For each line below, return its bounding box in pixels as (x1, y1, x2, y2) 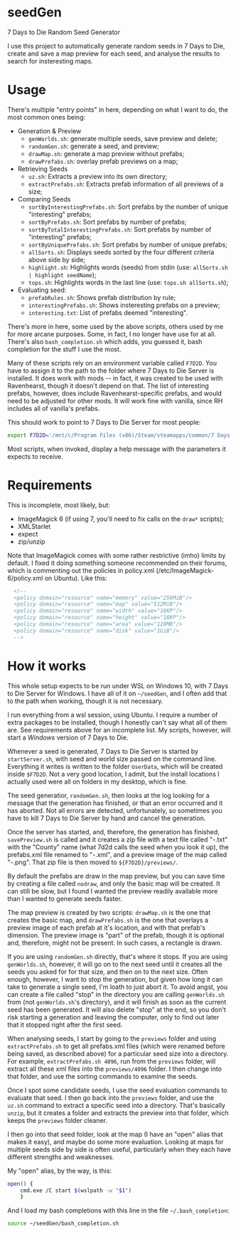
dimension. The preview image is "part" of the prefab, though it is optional (7, 930, 225, 939)
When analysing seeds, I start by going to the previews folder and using (7, 1034, 217, 1042)
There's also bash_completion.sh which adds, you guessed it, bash (7, 337, 202, 346)
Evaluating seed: (17, 286, 67, 294)
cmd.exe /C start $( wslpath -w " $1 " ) (20, 1187, 132, 1194)
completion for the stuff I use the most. (7, 345, 121, 353)
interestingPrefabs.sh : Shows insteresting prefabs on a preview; (28, 301, 220, 309)
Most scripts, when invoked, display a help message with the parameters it (7, 445, 226, 453)
